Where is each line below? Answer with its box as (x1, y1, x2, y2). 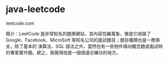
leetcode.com (6, 20, 34, 26)
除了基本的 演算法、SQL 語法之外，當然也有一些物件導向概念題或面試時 (14, 43, 163, 49)
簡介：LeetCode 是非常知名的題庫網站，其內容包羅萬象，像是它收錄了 (6, 30, 151, 36)
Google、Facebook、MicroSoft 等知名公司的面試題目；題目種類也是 (6, 37, 147, 43)
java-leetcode (6, 4, 66, 15)
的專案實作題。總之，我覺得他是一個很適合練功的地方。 (6, 49, 121, 55)
